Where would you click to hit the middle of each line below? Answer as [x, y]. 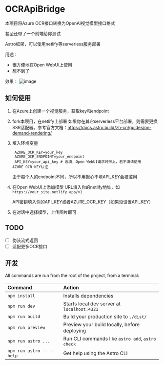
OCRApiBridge [35, 9]
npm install [21, 296]
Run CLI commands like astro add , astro [110, 339]
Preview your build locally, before [102, 324]
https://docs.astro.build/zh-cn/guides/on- [110, 127]
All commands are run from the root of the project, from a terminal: [72, 275]
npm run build [24, 316]
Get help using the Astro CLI [95, 353]
